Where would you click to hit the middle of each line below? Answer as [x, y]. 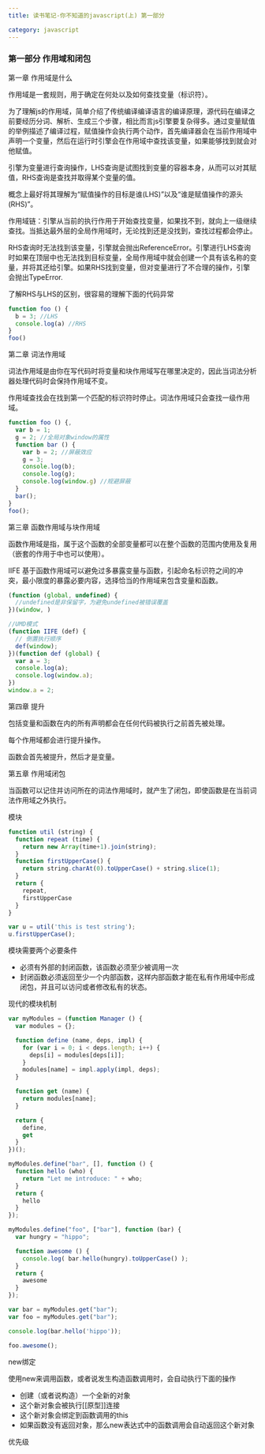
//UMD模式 [23, 624]
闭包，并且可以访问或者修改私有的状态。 [85, 987]
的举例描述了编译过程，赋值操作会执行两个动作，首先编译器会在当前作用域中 [132, 130]
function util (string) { [50, 832]
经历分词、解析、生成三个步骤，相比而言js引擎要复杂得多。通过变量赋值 [138, 121]
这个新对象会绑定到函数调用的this [74, 1414]
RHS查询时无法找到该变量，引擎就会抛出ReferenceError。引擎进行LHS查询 [129, 247]
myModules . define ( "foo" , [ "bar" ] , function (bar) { [95, 1230]
